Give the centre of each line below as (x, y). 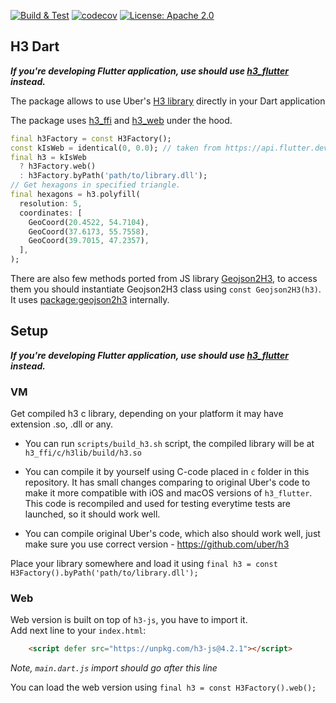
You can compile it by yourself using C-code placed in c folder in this (167, 472)
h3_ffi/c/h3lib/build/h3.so (83, 453)
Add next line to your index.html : (78, 631)
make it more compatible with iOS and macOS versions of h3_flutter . (168, 493)
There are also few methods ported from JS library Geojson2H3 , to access (164, 279)
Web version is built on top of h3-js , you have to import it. (129, 620)
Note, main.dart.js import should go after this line (114, 668)
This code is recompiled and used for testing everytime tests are (157, 504)
